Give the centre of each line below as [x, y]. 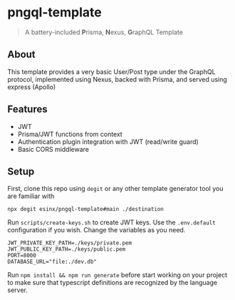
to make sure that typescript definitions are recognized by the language [113, 283]
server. [18, 290]
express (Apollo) [31, 87]
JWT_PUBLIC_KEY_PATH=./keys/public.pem [67, 249]
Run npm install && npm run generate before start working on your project [117, 275]
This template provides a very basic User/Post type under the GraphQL [111, 71]
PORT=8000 [22, 256]
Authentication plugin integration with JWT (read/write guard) [108, 141]
